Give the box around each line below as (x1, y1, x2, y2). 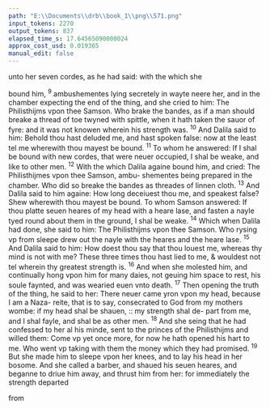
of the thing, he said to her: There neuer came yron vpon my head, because (8, 288, 261, 298)
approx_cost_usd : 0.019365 (8, 42, 99, 50)
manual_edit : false (8, 49, 74, 58)
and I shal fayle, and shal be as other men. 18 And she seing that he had (8, 314, 247, 326)
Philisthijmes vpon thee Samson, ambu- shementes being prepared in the (8, 170, 253, 180)
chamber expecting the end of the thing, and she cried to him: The (8, 97, 230, 107)
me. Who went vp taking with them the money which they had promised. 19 (8, 342, 258, 353)
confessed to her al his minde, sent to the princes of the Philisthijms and (8, 325, 249, 334)
